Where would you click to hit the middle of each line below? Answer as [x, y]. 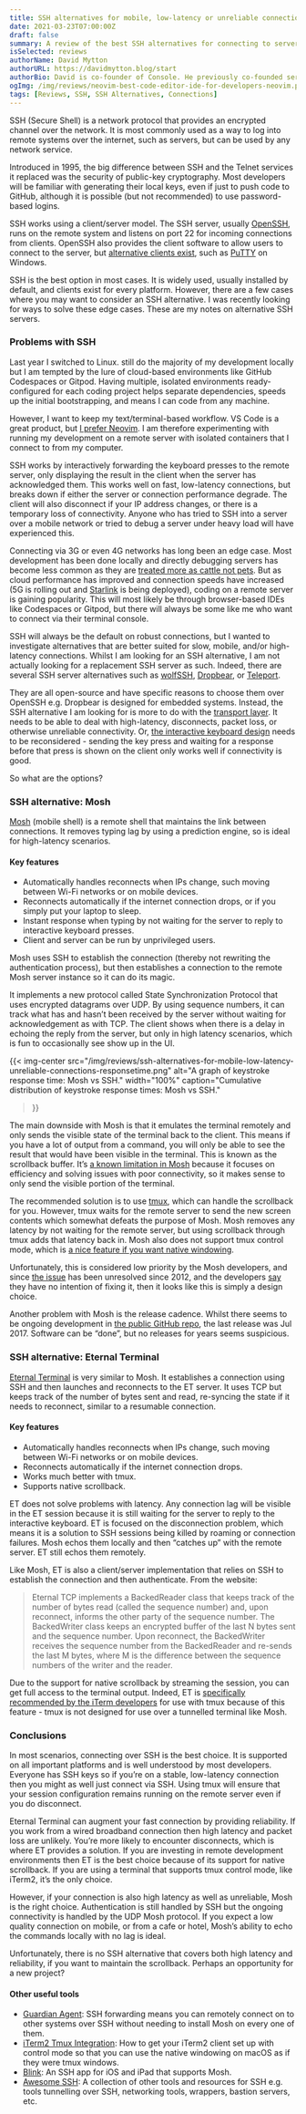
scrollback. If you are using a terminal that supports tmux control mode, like [151, 1870]
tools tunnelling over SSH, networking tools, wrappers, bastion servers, [156, 2092]
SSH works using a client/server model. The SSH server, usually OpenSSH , [150, 223]
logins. [48, 205]
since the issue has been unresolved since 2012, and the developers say [146, 1277]
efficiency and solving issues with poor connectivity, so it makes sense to [147, 1174]
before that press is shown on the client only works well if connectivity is [146, 751]
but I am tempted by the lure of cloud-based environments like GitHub [141, 371]
